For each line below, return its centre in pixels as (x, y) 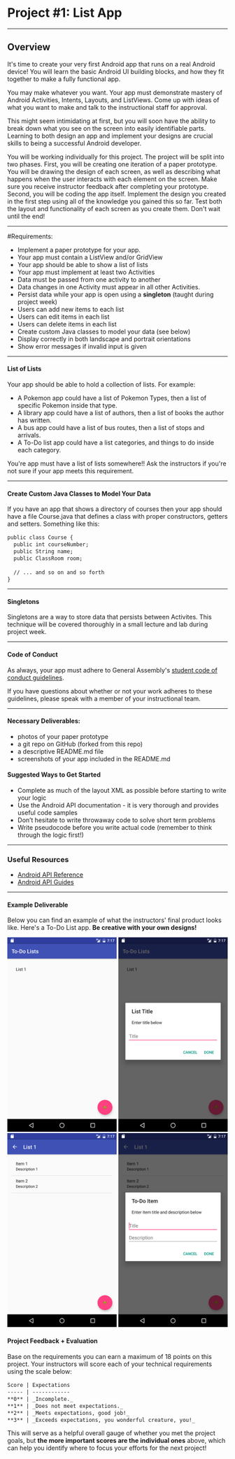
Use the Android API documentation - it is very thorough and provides (118, 805)
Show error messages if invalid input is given (82, 346)
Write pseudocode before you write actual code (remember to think (114, 827)
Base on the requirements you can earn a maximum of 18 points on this (109, 1356)
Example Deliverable (38, 905)
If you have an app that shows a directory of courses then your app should (115, 509)
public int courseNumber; (51, 545)
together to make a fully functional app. (64, 79)
